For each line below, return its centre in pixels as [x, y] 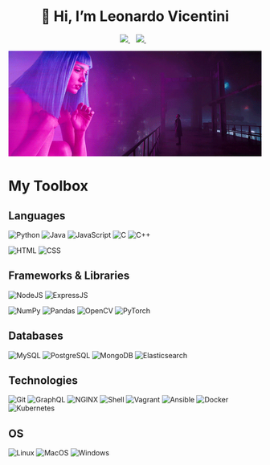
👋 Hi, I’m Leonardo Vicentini [135, 16]
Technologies [43, 380]
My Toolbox [48, 186]
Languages [37, 216]
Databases [36, 336]
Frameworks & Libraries [69, 276]
